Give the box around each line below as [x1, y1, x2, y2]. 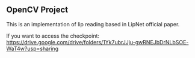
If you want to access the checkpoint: [6, 32, 100, 39]
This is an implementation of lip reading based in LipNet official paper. [6, 20, 180, 28]
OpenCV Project [6, 5, 68, 15]
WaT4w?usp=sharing [6, 45, 59, 52]
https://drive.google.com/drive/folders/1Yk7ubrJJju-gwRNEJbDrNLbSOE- [6, 38, 189, 45]
